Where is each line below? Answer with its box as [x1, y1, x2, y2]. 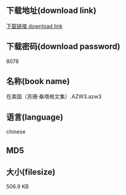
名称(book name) [6, 76, 70, 87]
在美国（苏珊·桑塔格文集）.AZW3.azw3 [6, 93, 102, 100]
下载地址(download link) [6, 5, 97, 16]
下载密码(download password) [6, 41, 121, 52]
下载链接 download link [6, 23, 63, 30]
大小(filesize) [6, 167, 55, 177]
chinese [6, 128, 26, 135]
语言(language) [6, 112, 64, 122]
